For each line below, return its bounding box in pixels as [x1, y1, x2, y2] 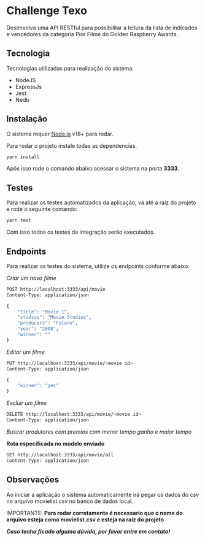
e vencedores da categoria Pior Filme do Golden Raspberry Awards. [6, 30, 179, 37]
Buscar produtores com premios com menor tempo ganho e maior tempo [6, 428, 192, 435]
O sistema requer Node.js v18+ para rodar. [6, 130, 114, 137]
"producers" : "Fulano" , [17, 320, 79, 326]
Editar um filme [6, 348, 45, 356]
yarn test [6, 217, 32, 224]
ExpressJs [15, 83, 42, 90]
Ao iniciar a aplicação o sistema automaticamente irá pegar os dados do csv [6, 491, 199, 498]
